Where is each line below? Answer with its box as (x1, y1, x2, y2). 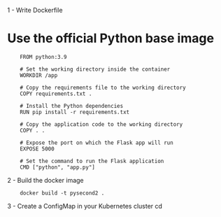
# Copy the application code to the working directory (20, 120, 183, 128)
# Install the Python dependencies (20, 102, 124, 109)
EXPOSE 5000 (20, 145, 55, 153)
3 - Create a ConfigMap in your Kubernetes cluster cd (7, 202, 163, 210)
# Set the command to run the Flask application (20, 157, 164, 164)
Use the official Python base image (7, 31, 215, 46)
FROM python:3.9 (20, 53, 68, 60)
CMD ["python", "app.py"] (20, 164, 96, 171)
